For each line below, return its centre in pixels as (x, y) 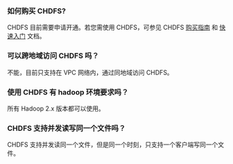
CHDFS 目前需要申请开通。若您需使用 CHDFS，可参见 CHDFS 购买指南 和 (113, 27)
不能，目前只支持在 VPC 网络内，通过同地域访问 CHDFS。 (90, 72)
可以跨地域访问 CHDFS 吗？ (53, 56)
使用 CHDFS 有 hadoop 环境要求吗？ (68, 92)
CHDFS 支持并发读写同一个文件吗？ (67, 128)
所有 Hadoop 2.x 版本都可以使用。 (56, 108)
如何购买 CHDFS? (36, 10)
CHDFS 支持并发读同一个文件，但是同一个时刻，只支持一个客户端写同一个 (113, 145)
